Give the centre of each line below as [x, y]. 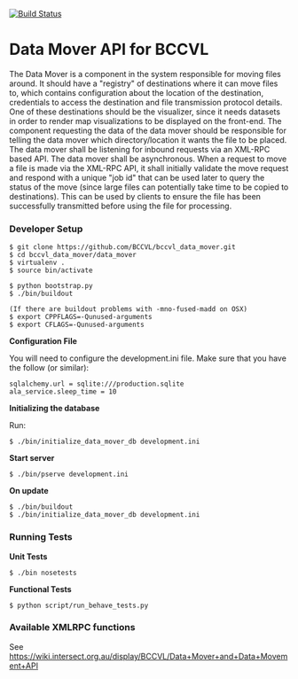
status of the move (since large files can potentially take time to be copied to [149, 187]
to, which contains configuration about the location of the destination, [137, 92]
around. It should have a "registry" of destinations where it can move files [144, 83]
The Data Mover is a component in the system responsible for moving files [145, 74]
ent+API [24, 666]
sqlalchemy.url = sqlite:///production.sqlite [97, 384]
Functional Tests [41, 589]
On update [29, 491]
